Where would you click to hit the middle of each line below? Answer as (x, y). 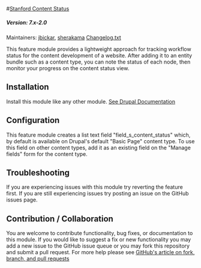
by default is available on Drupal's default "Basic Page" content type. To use (100, 141)
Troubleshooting (38, 172)
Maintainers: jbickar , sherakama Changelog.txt (64, 37)
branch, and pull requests (38, 259)
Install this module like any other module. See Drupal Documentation (91, 101)
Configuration (33, 120)
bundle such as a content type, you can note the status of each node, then (98, 62)
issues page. (22, 200)
